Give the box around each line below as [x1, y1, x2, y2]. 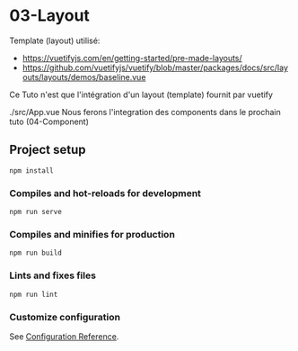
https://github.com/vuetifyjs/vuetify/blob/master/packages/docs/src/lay [22, 62, 289, 73]
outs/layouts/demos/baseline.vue [22, 71, 146, 82]
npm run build [9, 248, 63, 257]
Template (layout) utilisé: [9, 35, 101, 46]
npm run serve [9, 208, 63, 217]
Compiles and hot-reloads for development [9, 186, 202, 199]
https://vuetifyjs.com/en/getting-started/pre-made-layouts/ [22, 52, 242, 63]
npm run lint [9, 290, 58, 299]
